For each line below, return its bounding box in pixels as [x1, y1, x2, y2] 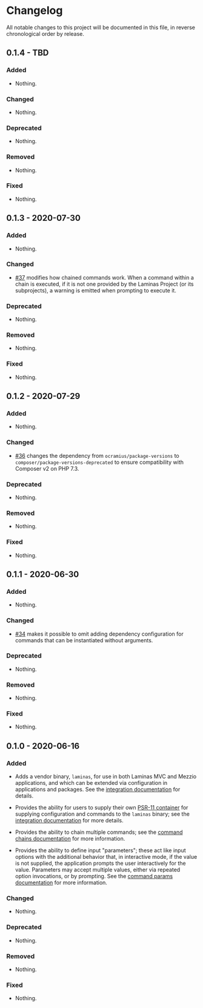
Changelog [6, 4, 63, 18]
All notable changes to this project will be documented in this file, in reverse [6, 24, 196, 31]
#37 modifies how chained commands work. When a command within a [15, 274, 194, 281]
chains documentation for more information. [15, 835, 125, 842]
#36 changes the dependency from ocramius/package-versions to [15, 452, 180, 459]
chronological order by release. [6, 30, 85, 37]
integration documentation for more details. [15, 817, 124, 824]
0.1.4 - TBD [6, 48, 49, 58]
